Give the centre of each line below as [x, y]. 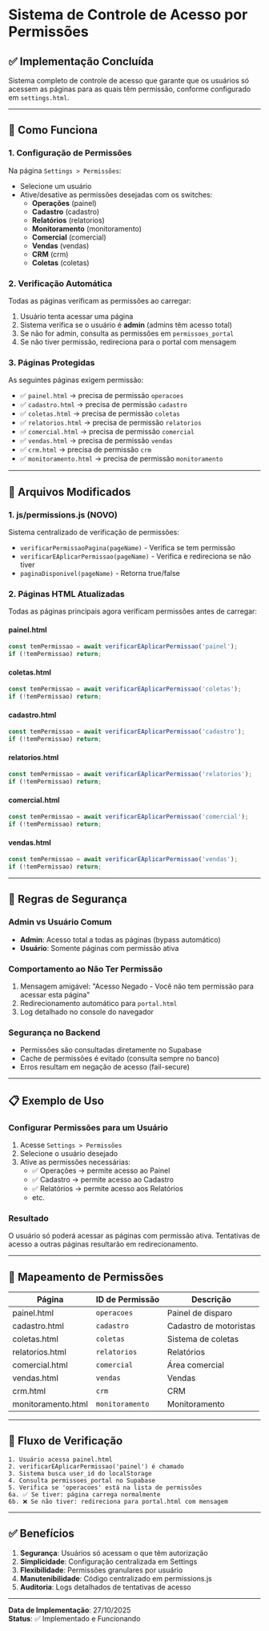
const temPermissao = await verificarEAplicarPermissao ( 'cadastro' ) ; [127, 732]
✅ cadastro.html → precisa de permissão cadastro [104, 405]
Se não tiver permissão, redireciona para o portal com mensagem [128, 341]
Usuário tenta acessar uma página [76, 316]
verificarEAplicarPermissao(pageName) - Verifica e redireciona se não [135, 556]
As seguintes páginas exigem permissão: [76, 380]
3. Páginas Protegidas [52, 362]
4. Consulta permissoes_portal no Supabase [82, 1480]
